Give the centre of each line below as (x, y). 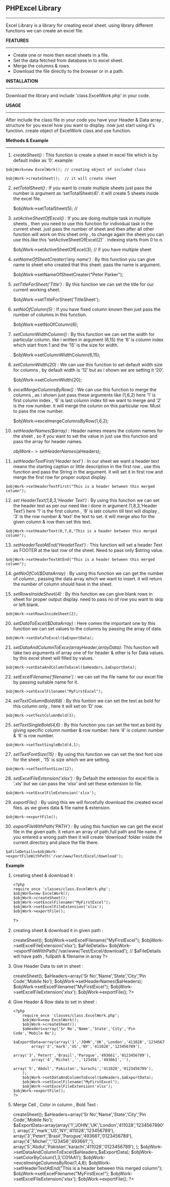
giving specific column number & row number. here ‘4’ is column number (89, 730)
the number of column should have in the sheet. (63, 584)
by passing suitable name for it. (46, 682)
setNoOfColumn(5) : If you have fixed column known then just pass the (87, 309)
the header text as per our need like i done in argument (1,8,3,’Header (85, 505)
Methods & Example (27, 140)
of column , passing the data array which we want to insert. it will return (88, 578)
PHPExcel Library (34, 8)
